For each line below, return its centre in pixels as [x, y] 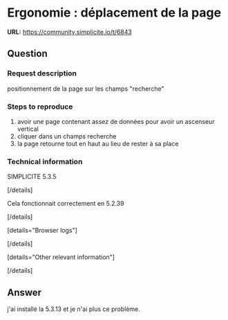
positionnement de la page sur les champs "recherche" [86, 89]
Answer [25, 292]
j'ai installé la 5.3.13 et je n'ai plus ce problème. [74, 309]
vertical [28, 129]
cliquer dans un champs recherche [67, 136]
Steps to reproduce [40, 107]
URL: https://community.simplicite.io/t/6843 [70, 32]
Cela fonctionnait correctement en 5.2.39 [66, 204]
